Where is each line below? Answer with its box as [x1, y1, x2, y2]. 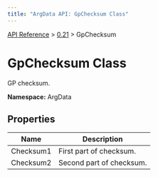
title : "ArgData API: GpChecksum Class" [7, 10, 130, 18]
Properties [7, 113, 56, 125]
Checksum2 [11, 158, 52, 168]
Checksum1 [11, 146, 52, 156]
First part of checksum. [58, 146, 137, 156]
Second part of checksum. [58, 158, 147, 168]
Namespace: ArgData [7, 92, 72, 101]
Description [82, 134, 123, 144]
